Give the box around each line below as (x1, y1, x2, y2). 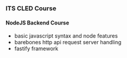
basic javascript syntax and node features (14, 32, 118, 39)
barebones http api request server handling (14, 39, 122, 46)
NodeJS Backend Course (5, 19, 69, 26)
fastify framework (14, 45, 59, 52)
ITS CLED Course (5, 4, 56, 13)
